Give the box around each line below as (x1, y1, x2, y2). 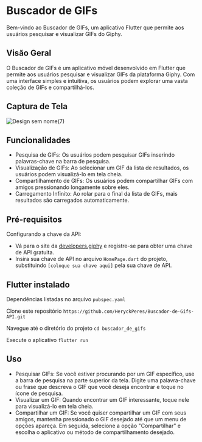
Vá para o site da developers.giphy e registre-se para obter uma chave (15, 242, 193, 250)
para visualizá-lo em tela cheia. (15, 402, 94, 410)
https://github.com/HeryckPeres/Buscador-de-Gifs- (63, 308, 195, 315)
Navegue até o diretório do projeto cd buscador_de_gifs (6, 324, 146, 332)
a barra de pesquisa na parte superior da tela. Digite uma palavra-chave (15, 376, 196, 384)
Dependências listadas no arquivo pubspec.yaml (6, 296, 126, 302)
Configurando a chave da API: (6, 230, 82, 238)
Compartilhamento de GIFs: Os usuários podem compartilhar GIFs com (15, 177, 193, 185)
